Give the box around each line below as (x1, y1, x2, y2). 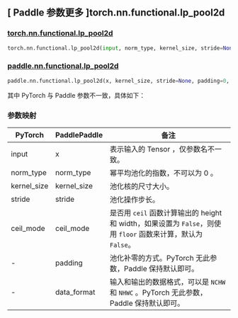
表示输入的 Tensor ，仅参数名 (109, 144, 208, 154)
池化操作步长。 (109, 195, 160, 205)
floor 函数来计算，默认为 (118, 229, 203, 239)
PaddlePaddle (55, 130, 103, 140)
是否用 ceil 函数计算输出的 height (109, 208, 222, 218)
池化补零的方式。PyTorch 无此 (109, 254, 210, 263)
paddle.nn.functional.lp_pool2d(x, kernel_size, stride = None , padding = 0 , (7, 77, 230, 84)
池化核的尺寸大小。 (109, 181, 174, 191)
